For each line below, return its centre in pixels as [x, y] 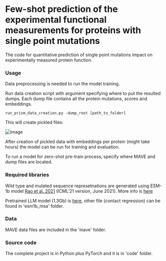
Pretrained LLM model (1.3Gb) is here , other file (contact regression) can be [83, 201]
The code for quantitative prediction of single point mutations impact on [79, 55]
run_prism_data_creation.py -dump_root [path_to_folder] [66, 113]
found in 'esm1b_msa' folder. [34, 206]
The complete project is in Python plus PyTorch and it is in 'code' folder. [79, 254]
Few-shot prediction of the [62, 9]
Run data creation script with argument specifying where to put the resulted [83, 94]
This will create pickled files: [34, 123]
